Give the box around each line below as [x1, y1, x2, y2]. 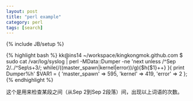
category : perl [6, 19, 43, 25]
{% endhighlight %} [6, 77, 54, 84]
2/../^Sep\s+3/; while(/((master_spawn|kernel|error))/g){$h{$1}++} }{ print [6, 64, 185, 71]
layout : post [6, 8, 38, 15]
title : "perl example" [6, 14, 61, 20]
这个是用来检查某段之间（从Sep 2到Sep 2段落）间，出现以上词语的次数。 [6, 88, 183, 96]
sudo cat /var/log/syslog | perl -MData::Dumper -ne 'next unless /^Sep [6, 58, 177, 65]
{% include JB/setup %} [6, 41, 64, 48]
